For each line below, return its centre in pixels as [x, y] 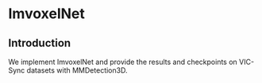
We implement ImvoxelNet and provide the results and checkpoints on [123, 62]
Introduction [40, 43]
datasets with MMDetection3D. [77, 70]
